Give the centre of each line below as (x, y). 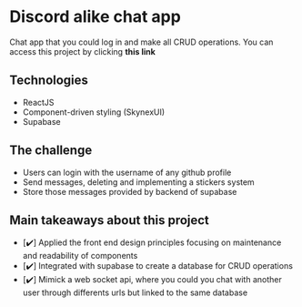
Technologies (49, 81)
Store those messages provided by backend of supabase (130, 191)
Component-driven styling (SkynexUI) (94, 112)
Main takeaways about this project (109, 220)
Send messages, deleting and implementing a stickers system (138, 182)
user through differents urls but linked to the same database (135, 292)
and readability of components (80, 256)
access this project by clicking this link (83, 51)
